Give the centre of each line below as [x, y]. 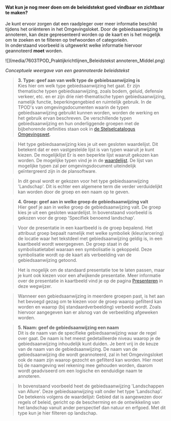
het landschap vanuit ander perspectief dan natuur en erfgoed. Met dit [92, 408]
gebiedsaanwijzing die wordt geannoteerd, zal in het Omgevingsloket [90, 355]
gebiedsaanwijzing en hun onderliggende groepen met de [78, 124]
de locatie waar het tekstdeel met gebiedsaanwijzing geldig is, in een [90, 238]
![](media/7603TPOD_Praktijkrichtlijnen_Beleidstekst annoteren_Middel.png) [85, 61]
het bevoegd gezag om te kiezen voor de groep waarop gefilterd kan [90, 302]
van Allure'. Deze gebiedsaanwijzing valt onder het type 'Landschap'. [90, 392]
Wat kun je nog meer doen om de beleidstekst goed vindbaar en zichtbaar [85, 7]
